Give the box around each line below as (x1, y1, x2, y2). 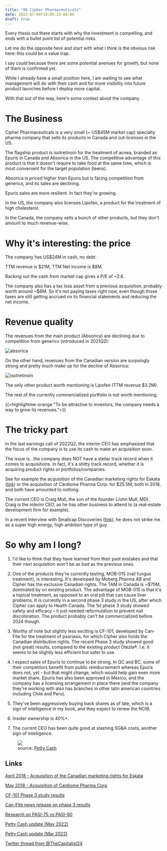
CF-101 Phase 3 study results (5, 792, 65, 798)
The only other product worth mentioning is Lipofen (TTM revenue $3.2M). (5, 382, 158, 388)
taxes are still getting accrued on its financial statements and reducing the (5, 294, 157, 300)
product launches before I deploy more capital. (5, 86, 101, 92)
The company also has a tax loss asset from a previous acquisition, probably (5, 283, 162, 289)
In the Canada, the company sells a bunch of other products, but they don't (5, 215, 160, 221)
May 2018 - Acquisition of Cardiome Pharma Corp (5, 782, 108, 788)
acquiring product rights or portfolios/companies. (5, 466, 106, 472)
